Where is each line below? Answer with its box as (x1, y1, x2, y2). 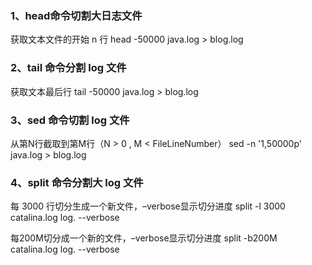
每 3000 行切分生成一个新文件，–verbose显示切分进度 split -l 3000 (10, 200, 286, 212)
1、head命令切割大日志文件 (10, 8, 143, 22)
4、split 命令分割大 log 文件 (10, 175, 144, 189)
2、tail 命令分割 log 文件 (10, 61, 127, 75)
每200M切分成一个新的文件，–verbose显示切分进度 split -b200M (10, 232, 278, 244)
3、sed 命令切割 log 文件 (10, 113, 130, 127)
